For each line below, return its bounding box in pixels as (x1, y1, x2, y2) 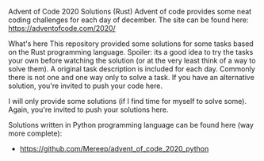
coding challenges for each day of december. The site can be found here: (8, 15, 249, 25)
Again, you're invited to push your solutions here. (8, 105, 169, 114)
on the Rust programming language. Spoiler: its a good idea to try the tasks (8, 48, 254, 56)
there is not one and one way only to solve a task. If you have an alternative (8, 73, 255, 82)
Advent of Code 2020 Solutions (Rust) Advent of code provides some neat (8, 7, 252, 16)
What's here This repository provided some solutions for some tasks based (8, 39, 254, 48)
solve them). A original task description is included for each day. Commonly (8, 64, 255, 74)
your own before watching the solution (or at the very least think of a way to (8, 56, 256, 65)
